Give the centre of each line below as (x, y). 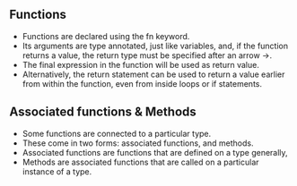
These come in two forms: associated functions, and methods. (138, 143)
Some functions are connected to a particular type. (117, 133)
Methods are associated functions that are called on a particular (140, 162)
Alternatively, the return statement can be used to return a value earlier (153, 74)
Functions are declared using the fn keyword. (106, 36)
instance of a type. (57, 171)
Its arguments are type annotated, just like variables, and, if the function (155, 46)
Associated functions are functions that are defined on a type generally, (155, 152)
